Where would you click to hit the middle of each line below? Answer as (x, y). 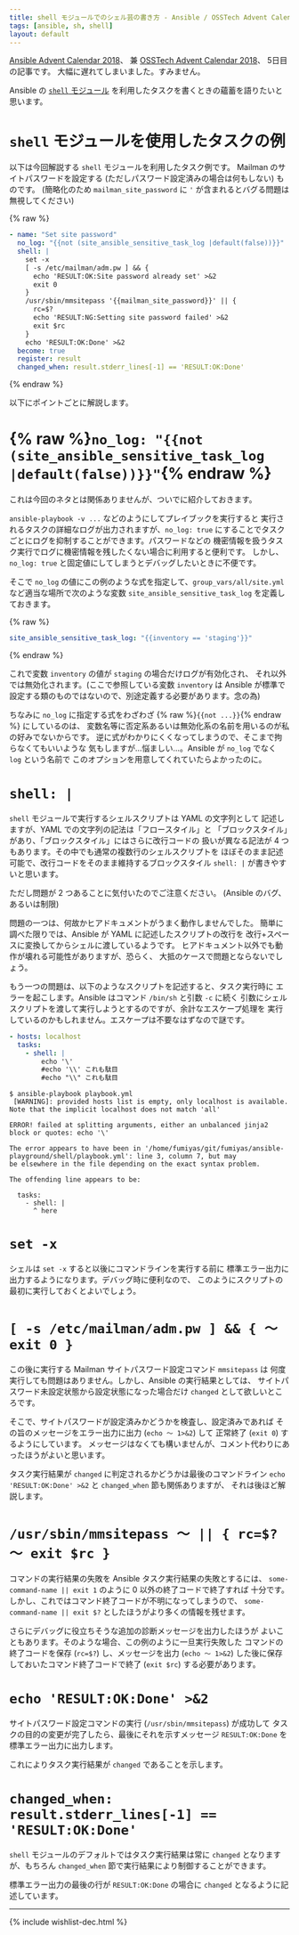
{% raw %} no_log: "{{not (106, 439)
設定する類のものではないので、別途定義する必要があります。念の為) (135, 696)
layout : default (39, 34)
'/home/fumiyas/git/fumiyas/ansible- (214, 1149)
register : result (49, 359)
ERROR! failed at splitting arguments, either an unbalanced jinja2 (139, 1126)
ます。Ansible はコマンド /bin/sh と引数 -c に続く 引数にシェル (171, 997)
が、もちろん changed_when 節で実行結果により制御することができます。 (140, 1866)
